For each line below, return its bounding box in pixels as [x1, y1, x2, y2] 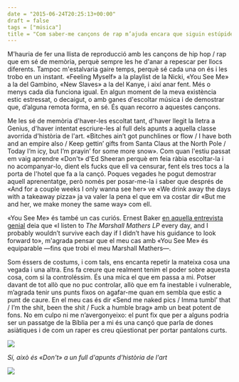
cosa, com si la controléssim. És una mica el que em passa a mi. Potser [7, 273, 216, 282]
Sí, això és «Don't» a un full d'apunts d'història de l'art [7, 353, 168, 362]
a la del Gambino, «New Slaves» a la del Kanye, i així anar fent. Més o [7, 80, 211, 89]
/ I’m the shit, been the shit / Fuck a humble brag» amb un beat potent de [7, 304, 221, 312]
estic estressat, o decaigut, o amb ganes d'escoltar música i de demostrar [7, 95, 225, 104]
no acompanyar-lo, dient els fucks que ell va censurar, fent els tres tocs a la [7, 162, 230, 171]
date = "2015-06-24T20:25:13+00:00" [7, 10, 116, 18]
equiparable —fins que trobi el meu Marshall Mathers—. [7, 244, 171, 253]
